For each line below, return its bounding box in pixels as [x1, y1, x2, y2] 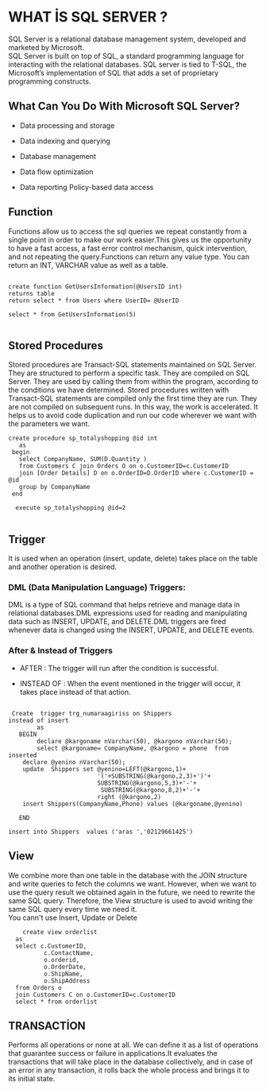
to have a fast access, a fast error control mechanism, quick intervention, [8, 243, 248, 253]
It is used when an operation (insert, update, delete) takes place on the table [8, 553, 258, 564]
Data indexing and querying [19, 136, 111, 145]
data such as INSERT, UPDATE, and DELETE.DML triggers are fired [8, 617, 226, 626]
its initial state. [8, 1074, 56, 1084]
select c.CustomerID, [15, 942, 87, 950]
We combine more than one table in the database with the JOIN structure [8, 871, 248, 880]
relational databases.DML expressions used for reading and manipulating [8, 608, 248, 618]
